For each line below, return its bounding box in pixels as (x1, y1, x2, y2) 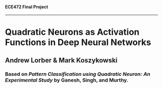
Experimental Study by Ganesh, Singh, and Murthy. (5, 76, 129, 83)
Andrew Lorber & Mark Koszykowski (5, 56, 118, 64)
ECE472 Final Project (5, 4, 49, 10)
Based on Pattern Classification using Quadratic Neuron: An (5, 71, 150, 77)
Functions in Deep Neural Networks (5, 37, 151, 48)
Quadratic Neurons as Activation (5, 27, 140, 38)
